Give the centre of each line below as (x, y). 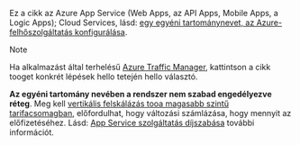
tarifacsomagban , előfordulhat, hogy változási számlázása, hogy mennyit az (150, 113)
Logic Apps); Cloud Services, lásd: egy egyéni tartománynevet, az (132, 23)
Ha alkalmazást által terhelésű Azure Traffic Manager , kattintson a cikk (140, 67)
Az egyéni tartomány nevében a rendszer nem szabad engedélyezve (141, 94)
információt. (32, 132)
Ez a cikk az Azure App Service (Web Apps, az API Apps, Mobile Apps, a (144, 13)
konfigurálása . (101, 32)
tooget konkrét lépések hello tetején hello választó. (104, 77)
